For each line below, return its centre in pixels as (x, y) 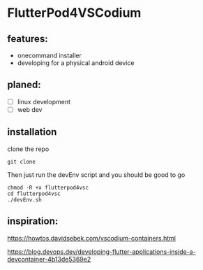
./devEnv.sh (24, 200)
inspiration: (33, 221)
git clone (22, 162)
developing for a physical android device (76, 63)
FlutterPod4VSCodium (74, 13)
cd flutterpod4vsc (34, 194)
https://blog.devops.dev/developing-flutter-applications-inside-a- (102, 251)
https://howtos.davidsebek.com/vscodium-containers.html (92, 238)
